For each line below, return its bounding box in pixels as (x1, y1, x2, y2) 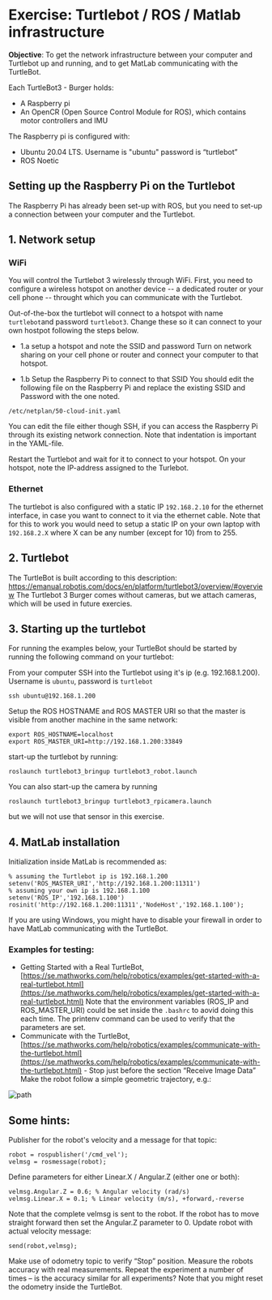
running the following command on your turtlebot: (8, 652, 174, 662)
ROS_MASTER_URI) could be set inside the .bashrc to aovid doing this (19, 1006, 253, 1015)
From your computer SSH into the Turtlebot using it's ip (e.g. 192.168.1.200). (8, 667, 261, 678)
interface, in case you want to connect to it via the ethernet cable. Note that (8, 510, 261, 520)
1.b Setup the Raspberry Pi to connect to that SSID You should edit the (19, 375, 255, 384)
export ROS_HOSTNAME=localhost (8, 731, 114, 739)
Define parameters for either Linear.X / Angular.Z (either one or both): (8, 1172, 240, 1182)
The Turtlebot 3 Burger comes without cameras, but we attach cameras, (15, 590, 257, 599)
